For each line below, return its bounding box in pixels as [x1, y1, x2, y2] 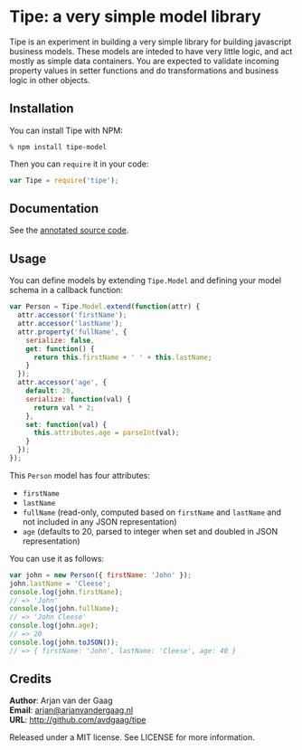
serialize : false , [25, 336, 95, 345]
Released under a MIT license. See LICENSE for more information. [9, 732, 255, 743]
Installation [9, 101, 74, 117]
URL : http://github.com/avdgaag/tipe [9, 715, 146, 726]
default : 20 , [25, 386, 75, 395]
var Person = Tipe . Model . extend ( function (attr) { [9, 302, 201, 311]
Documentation [9, 201, 99, 216]
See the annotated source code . [9, 224, 129, 236]
